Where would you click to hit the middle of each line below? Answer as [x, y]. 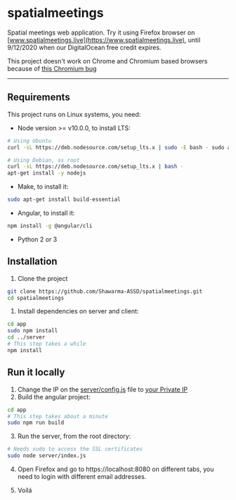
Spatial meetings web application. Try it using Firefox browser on [101, 32]
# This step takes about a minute [58, 416]
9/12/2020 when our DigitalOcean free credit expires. [84, 47]
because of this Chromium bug [52, 68]
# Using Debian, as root [44, 160]
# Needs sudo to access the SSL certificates [75, 449]
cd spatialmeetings [36, 298]
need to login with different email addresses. [82, 476]
